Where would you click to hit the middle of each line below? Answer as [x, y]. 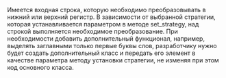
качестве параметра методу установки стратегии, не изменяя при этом [113, 60]
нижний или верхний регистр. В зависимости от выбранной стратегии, [111, 17]
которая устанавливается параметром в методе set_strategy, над [103, 24]
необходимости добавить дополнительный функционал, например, [106, 39]
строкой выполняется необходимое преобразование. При [92, 31]
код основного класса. [40, 67]
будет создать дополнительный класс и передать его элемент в [101, 53]
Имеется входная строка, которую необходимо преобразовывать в [106, 10]
